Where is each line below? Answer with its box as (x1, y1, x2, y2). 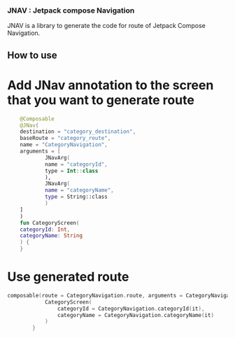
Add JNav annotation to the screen (7, 77, 214, 93)
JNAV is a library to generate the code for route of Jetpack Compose (7, 22, 206, 30)
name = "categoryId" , (44, 160, 108, 168)
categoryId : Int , (20, 226, 71, 233)
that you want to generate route (7, 92, 194, 108)
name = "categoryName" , (44, 187, 114, 194)
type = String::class (44, 193, 108, 201)
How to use (7, 49, 57, 61)
